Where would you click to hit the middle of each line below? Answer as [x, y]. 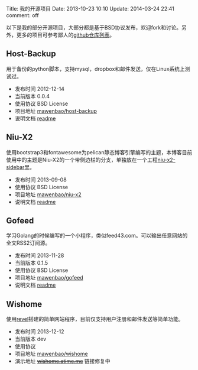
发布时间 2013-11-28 [39, 255]
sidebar [15, 167]
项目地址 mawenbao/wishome [51, 354]
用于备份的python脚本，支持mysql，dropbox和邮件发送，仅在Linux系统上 [95, 69]
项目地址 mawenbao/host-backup [56, 111]
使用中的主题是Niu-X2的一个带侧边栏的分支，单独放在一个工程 [82, 160]
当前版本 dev [30, 339]
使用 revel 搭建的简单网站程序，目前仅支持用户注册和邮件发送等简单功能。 [95, 319]
